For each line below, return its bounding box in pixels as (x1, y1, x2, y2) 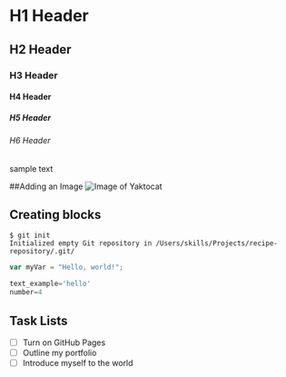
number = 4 (9, 288, 43, 297)
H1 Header (9, 5, 89, 26)
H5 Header (9, 112, 52, 123)
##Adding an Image (9, 181, 84, 192)
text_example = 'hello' (9, 279, 92, 289)
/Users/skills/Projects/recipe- (155, 239, 279, 248)
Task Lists (9, 313, 68, 328)
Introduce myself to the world (22, 358, 133, 369)
